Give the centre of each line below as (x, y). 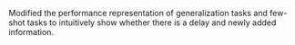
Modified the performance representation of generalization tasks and (138, 13)
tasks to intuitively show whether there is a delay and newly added (152, 22)
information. (31, 32)
